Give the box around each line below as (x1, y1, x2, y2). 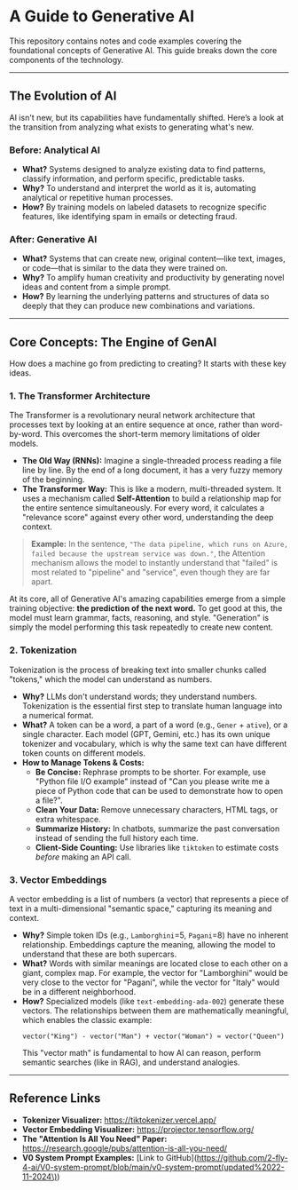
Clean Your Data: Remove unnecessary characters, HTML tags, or (35, 804, 278, 814)
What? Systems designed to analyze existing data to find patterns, (21, 164, 266, 175)
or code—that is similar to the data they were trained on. (21, 263, 228, 274)
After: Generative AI (9, 233, 98, 245)
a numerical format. (21, 710, 95, 720)
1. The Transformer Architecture (9, 390, 151, 402)
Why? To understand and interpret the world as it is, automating (21, 183, 256, 194)
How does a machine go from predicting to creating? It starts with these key (9, 358, 286, 369)
